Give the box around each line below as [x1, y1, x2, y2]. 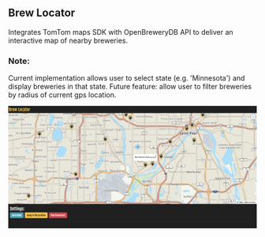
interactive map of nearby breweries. [8, 36, 129, 45]
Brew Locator [8, 6, 76, 20]
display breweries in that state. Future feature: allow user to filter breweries [8, 82, 252, 92]
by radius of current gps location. [8, 90, 117, 100]
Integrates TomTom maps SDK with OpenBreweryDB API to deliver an [8, 27, 234, 36]
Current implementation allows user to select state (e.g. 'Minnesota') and [8, 73, 245, 83]
